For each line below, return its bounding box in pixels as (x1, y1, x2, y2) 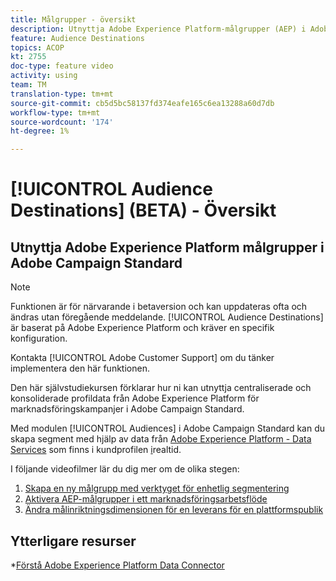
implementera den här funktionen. (10, 362, 150, 375)
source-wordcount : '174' (10, 117, 114, 127)
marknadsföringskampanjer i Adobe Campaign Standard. (10, 403, 245, 415)
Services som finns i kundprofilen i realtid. (10, 444, 182, 456)
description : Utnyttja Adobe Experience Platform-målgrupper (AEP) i (10, 24, 307, 34)
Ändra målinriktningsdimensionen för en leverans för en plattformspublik (24, 504, 324, 516)
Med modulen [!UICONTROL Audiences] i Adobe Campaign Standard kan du (10, 422, 325, 435)
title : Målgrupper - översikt (10, 14, 137, 25)
